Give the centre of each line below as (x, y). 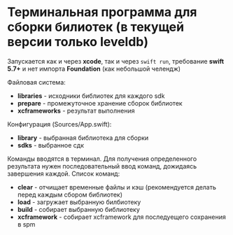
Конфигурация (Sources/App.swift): (59, 124)
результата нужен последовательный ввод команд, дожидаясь (102, 166)
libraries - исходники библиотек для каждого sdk (91, 96)
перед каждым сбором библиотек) (70, 194)
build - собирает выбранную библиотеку (78, 209)
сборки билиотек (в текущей (96, 27)
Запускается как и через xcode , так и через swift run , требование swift (116, 61)
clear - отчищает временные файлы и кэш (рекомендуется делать (117, 187)
